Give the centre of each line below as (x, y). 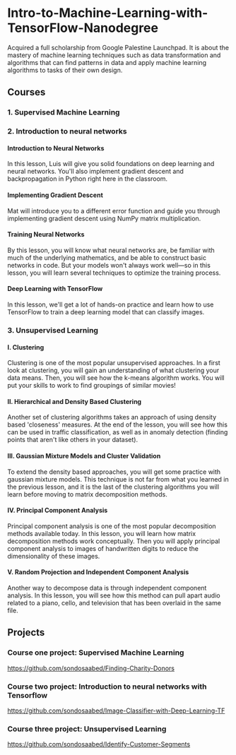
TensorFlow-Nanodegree (83, 28)
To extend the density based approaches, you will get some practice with (114, 472)
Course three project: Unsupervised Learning (87, 729)
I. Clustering (26, 347)
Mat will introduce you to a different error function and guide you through (114, 210)
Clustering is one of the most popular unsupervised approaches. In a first (114, 363)
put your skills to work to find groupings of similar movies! (92, 386)
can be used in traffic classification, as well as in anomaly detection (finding (118, 432)
